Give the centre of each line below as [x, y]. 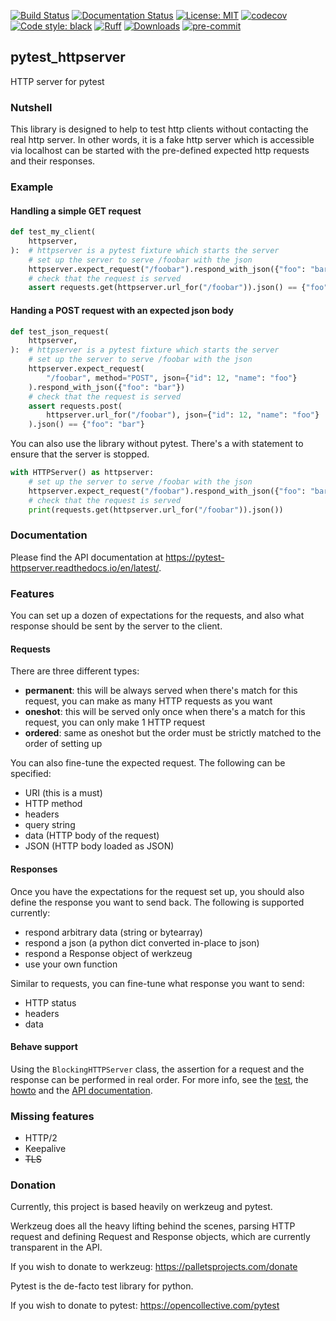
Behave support [44, 1047]
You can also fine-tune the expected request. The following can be [148, 763]
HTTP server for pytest [57, 81]
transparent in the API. [56, 1247]
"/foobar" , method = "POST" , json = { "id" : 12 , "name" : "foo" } [172, 378]
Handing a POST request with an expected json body [122, 310]
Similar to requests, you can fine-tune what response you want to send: [157, 983]
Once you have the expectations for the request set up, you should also [157, 891]
